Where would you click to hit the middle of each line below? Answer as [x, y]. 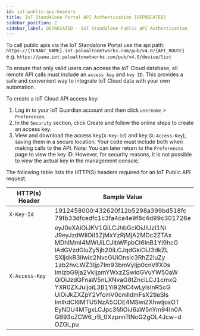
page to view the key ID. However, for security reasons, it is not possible [103, 155]
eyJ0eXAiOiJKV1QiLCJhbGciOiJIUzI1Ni [110, 228]
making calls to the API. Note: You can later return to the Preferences [99, 148]
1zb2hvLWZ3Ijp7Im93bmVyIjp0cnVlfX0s [112, 265]
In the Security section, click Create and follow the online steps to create [104, 123]
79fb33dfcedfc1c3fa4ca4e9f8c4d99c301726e [123, 218]
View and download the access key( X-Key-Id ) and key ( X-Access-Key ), [100, 136]
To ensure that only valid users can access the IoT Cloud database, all [92, 68]
